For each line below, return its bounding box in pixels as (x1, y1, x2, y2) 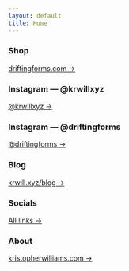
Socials (8, 197, 37, 208)
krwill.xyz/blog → (8, 177, 65, 187)
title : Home (8, 19, 47, 27)
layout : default (8, 11, 62, 20)
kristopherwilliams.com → (8, 253, 93, 263)
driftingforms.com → (8, 63, 76, 73)
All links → (8, 215, 42, 225)
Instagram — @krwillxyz (8, 83, 104, 94)
